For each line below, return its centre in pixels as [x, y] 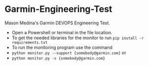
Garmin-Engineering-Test [58, 9]
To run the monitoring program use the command [62, 47]
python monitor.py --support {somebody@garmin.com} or [69, 53]
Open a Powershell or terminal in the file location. [62, 32]
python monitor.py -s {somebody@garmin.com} [58, 58]
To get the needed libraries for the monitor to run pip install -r [78, 38]
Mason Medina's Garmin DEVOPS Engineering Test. [57, 23]
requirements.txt [30, 42]
